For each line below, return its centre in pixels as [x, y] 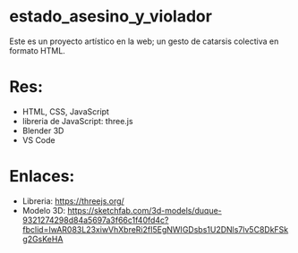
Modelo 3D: [44, 210]
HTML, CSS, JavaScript [66, 111]
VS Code [38, 139]
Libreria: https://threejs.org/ [73, 201]
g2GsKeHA [43, 239]
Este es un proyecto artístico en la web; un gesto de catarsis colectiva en [144, 41]
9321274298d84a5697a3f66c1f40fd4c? [95, 220]
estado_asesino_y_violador [111, 17]
